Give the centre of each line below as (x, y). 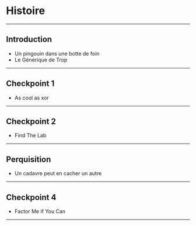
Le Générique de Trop (41, 60)
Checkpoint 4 (31, 197)
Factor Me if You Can (40, 211)
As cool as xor (32, 98)
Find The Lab (30, 135)
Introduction (29, 39)
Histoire (26, 11)
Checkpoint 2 (31, 121)
